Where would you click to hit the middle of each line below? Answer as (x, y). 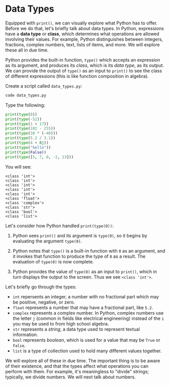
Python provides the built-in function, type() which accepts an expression (83, 60)
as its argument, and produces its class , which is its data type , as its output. (85, 65)
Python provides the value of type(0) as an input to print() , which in (85, 271)
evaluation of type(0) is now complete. (53, 262)
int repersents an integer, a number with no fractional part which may (86, 296)
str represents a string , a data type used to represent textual (76, 329)
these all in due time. (27, 50)
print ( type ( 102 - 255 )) (30, 129)
